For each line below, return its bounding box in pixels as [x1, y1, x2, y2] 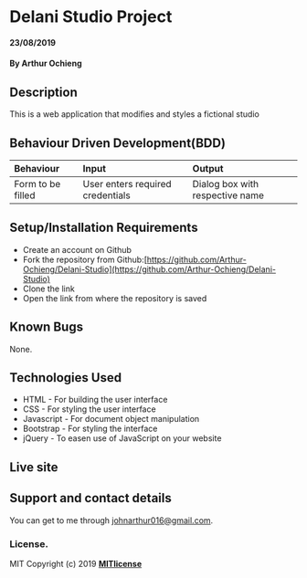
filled [14, 189, 36, 202]
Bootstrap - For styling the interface [22, 423, 158, 435]
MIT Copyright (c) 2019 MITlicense [9, 558, 143, 569]
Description [9, 84, 78, 100]
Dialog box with [192, 178, 259, 190]
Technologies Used [9, 370, 122, 385]
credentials [82, 189, 131, 202]
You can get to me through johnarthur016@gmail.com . [9, 514, 214, 526]
